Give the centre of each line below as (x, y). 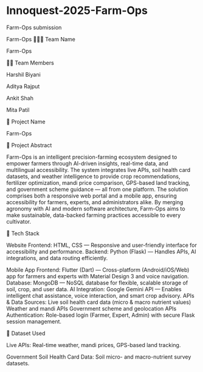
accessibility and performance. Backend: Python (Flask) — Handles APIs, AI (101, 251)
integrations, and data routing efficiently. (57, 258)
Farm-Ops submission (34, 27)
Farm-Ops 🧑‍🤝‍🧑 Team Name (41, 39)
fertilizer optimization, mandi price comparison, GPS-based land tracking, (98, 182)
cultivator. (19, 221)
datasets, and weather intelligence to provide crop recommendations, (93, 176)
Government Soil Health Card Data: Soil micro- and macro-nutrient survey (99, 357)
